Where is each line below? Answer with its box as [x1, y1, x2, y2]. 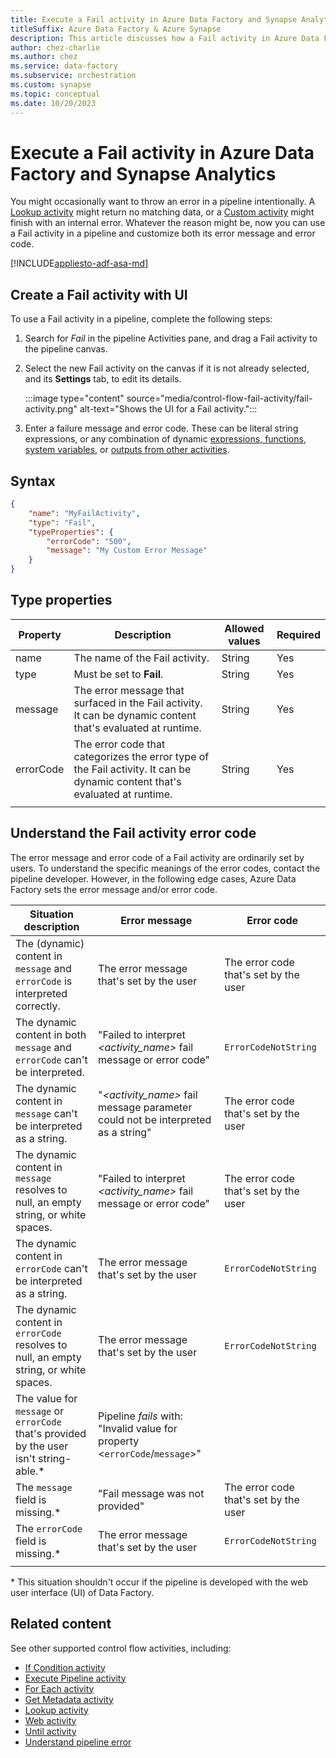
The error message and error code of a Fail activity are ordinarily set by [10, 851, 305, 863]
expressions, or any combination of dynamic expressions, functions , [24, 433, 307, 445]
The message [15, 1480, 73, 1494]
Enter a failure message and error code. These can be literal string [24, 422, 299, 435]
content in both [15, 1027, 87, 1041]
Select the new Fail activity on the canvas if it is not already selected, [24, 362, 310, 375]
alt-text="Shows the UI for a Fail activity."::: [79, 403, 258, 415]
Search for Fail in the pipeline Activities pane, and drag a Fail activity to [24, 332, 318, 345]
